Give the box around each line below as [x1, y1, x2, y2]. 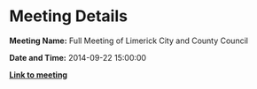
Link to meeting [9, 69, 68, 80]
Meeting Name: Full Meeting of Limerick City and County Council [9, 35, 248, 46]
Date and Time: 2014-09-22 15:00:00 [9, 52, 147, 63]
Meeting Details [9, 6, 128, 26]
